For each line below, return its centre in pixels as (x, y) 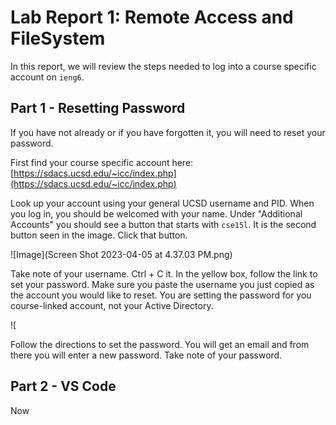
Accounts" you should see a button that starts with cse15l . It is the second (163, 224)
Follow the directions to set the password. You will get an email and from (160, 344)
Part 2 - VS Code (63, 386)
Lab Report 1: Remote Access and (152, 17)
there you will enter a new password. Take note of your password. (146, 355)
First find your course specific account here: (102, 162)
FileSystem (58, 38)
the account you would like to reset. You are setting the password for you (161, 295)
